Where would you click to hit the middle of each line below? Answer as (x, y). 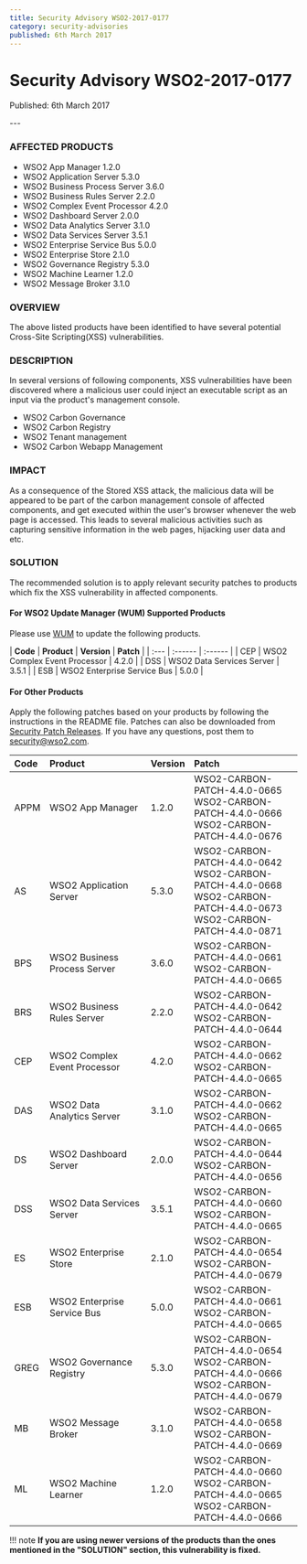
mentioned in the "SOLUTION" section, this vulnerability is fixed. (135, 1550)
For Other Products (47, 691)
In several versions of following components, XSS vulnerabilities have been (151, 380)
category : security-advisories (69, 27)
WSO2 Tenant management (75, 437)
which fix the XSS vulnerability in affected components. (114, 592)
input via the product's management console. (95, 400)
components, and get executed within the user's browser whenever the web (153, 509)
